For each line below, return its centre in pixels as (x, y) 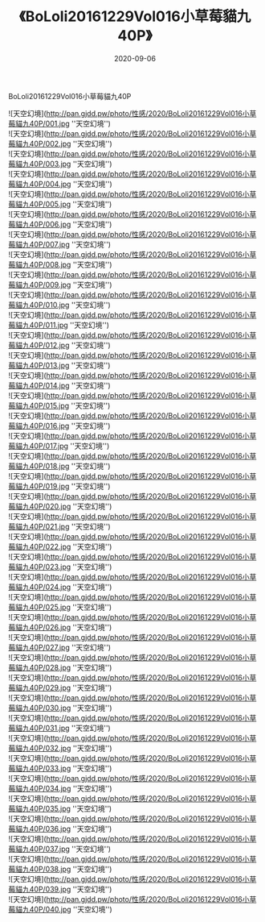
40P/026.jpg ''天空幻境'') (71, 627)
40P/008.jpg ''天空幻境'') (71, 264)
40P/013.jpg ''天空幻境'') (70, 365)
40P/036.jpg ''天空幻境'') (71, 829)
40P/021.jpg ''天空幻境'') (70, 526)
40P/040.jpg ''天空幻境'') (71, 909)
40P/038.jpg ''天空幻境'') (71, 869)
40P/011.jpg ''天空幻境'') (69, 325)
